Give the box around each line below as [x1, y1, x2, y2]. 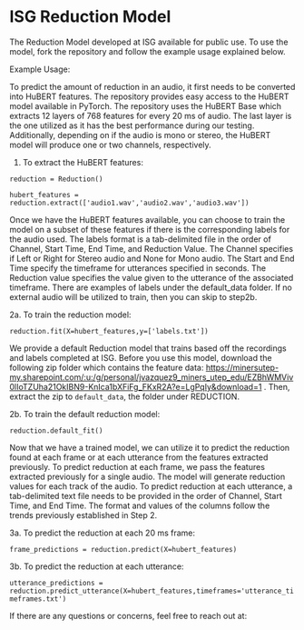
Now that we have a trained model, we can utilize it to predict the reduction [9, 442, 290, 453]
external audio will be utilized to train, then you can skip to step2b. [9, 291, 258, 302]
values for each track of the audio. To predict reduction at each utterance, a [9, 480, 293, 492]
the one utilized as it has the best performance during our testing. [9, 120, 255, 131]
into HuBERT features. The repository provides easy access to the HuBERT [9, 91, 289, 102]
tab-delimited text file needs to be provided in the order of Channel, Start [9, 490, 283, 501]
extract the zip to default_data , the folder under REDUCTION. [9, 391, 240, 402]
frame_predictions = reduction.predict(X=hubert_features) [9, 545, 238, 554]
